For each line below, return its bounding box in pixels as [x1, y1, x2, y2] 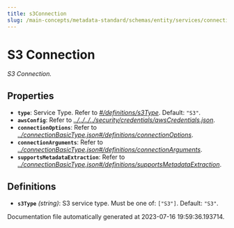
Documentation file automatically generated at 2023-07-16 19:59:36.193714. [7, 213, 225, 221]
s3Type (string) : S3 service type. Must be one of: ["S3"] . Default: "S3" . [17, 199, 219, 208]
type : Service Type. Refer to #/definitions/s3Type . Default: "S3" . [17, 109, 201, 117]
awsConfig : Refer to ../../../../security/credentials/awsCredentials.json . [17, 116, 216, 124]
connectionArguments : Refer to [17, 138, 103, 146]
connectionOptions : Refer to [17, 123, 97, 132]
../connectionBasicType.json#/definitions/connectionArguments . [17, 146, 203, 154]
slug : [7, 17, 23, 24]
